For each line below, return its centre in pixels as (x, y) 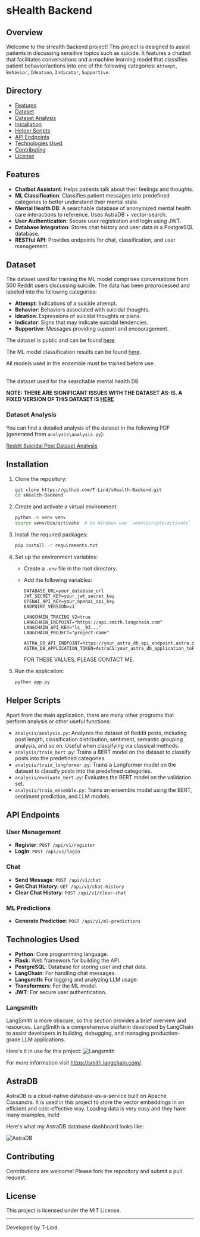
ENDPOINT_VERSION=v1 (49, 606)
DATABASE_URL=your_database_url (64, 591)
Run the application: (39, 671)
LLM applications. (43, 1039)
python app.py (32, 682)
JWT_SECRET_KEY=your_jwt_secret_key (69, 596)
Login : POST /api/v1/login (47, 852)
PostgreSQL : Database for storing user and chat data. (81, 967)
